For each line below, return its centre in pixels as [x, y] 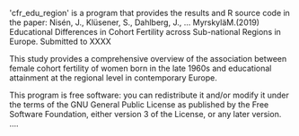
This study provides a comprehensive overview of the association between [148, 59]
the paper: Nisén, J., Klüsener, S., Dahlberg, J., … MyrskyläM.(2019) [135, 22]
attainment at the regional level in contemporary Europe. [113, 78]
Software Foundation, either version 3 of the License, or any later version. [145, 114]
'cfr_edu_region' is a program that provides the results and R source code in [149, 13]
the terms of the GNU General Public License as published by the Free [139, 105]
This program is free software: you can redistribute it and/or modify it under [149, 95]
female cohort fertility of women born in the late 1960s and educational [141, 68]
